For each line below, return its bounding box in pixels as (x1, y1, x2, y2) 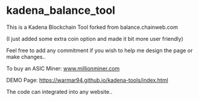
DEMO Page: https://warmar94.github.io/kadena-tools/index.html (6, 76, 169, 84)
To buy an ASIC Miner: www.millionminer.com (6, 64, 120, 72)
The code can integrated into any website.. (6, 88, 113, 95)
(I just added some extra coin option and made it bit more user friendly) (6, 35, 184, 42)
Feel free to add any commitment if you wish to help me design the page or (6, 46, 193, 54)
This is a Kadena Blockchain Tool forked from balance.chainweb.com (6, 23, 178, 31)
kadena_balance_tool (6, 4, 116, 17)
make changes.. (6, 53, 46, 60)
